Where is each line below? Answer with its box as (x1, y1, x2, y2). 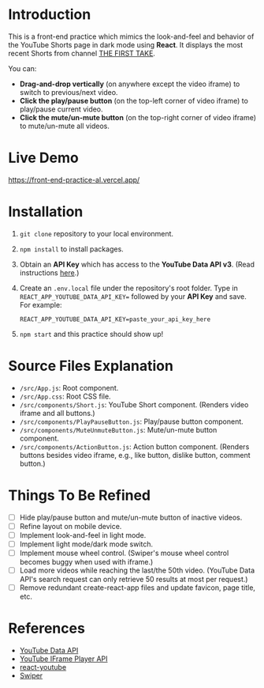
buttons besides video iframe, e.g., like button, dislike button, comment (19, 450, 251, 459)
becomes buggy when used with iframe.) (19, 558, 154, 566)
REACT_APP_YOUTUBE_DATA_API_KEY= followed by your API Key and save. (19, 291, 247, 301)
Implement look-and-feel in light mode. (19, 530, 147, 539)
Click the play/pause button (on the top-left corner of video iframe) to (19, 96, 248, 105)
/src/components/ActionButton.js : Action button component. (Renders (19, 441, 250, 452)
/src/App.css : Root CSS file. (19, 391, 112, 401)
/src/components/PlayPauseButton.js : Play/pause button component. (19, 417, 244, 426)
